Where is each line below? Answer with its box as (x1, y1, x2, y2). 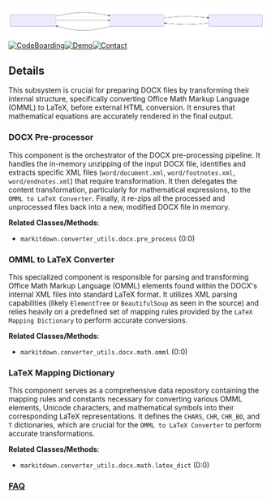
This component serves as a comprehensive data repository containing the (8, 385, 260, 396)
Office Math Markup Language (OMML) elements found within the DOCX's (8, 280, 258, 290)
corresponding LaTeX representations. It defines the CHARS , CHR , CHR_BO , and (8, 411, 260, 421)
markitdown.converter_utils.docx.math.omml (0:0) (19, 346, 188, 356)
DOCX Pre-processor (8, 132, 94, 143)
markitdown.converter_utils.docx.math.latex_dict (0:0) (19, 460, 210, 470)
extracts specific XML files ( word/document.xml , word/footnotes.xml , (8, 167, 235, 177)
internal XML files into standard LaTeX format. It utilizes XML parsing (8, 289, 238, 299)
